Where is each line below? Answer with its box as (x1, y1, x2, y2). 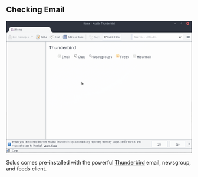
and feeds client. (6, 165, 47, 172)
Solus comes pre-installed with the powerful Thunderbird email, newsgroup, (6, 159, 192, 166)
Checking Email (6, 5, 65, 15)
